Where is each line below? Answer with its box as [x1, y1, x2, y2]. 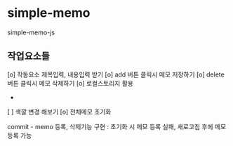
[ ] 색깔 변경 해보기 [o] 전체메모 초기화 [7, 107, 112, 116]
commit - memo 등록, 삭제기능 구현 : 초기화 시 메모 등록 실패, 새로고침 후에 [7, 122, 213, 131]
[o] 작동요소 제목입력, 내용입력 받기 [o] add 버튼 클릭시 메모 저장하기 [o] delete [7, 70, 225, 79]
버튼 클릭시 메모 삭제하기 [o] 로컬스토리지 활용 [7, 79, 133, 87]
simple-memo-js [7, 28, 55, 36]
